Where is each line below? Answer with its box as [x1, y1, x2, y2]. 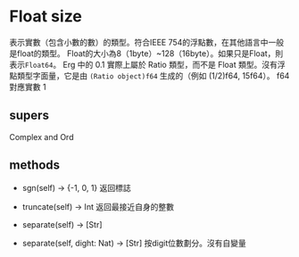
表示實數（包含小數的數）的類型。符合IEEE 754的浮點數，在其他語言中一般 [9, 37, 285, 47]
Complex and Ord [9, 131, 74, 142]
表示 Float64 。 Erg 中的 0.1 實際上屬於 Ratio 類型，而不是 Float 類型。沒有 [9, 59, 278, 70]
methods [9, 158, 61, 173]
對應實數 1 [9, 81, 46, 92]
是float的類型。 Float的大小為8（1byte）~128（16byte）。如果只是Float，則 [9, 47, 284, 59]
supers [9, 108, 49, 123]
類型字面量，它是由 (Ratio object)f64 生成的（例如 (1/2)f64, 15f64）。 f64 [16, 70, 290, 81]
